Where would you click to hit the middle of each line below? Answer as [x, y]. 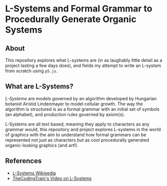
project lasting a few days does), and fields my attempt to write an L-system [83, 66]
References [23, 161]
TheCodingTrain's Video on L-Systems [52, 178]
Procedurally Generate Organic [71, 19]
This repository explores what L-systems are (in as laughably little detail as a [84, 60]
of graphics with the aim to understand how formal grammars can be [76, 135]
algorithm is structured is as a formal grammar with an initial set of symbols [82, 109]
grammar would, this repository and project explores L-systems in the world [83, 129]
